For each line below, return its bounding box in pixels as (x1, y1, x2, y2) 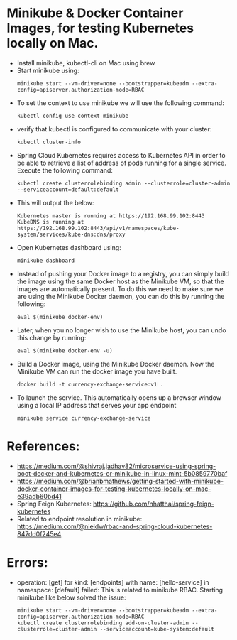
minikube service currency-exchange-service (16, 414, 151, 422)
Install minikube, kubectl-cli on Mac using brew (16, 58, 155, 67)
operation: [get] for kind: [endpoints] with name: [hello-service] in (16, 577, 210, 587)
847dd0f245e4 (16, 529, 62, 538)
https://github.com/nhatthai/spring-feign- (92, 499, 214, 508)
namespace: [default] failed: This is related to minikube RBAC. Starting (16, 585, 224, 594)
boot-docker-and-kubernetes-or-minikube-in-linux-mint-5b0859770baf (16, 469, 228, 477)
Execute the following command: (16, 166, 113, 175)
